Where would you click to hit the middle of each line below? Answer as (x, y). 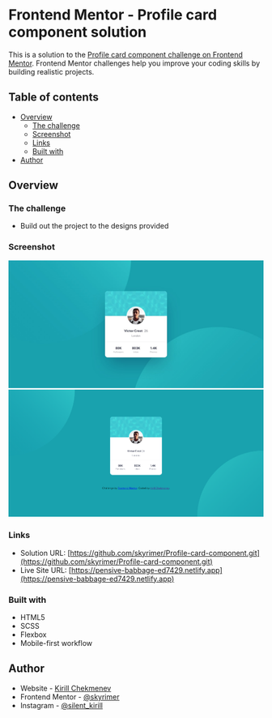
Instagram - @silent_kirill (62, 705)
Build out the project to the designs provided (94, 226)
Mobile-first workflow (56, 643)
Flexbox (33, 635)
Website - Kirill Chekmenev (66, 688)
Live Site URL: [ (46, 570)
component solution (78, 32)
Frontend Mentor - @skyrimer (70, 697)
